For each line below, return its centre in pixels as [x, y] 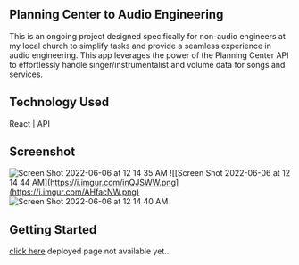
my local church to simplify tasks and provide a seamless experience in [141, 46]
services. [26, 74]
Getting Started [53, 230]
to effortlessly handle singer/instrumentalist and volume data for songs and [147, 64]
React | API [30, 123]
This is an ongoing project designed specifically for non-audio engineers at [147, 36]
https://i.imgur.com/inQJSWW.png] [115, 183]
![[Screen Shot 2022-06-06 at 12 [230, 173]
